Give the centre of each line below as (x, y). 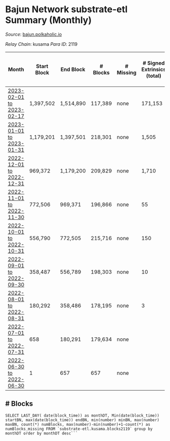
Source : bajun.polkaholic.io (34, 34)
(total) (154, 76)
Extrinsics (154, 69)
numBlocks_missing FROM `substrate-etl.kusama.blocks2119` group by (79, 429)
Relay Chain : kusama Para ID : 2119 (41, 44)
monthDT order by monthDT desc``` (42, 433)
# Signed (154, 63)
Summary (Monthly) (49, 20)
